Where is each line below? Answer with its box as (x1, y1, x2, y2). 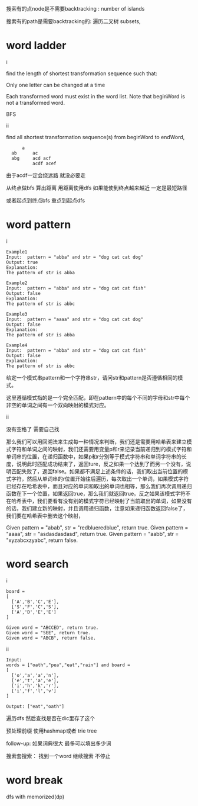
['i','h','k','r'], (11, 683, 60, 689)
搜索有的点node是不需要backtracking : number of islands (6, 5, 145, 12)
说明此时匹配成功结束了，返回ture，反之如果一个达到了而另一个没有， (16, 460, 187, 467)
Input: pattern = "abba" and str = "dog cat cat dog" (6, 254, 144, 260)
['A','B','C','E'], (11, 599, 60, 605)
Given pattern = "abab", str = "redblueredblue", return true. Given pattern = (6, 524, 189, 531)
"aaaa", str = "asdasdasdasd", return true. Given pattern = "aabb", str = (6, 530, 179, 537)
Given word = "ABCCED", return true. (6, 624, 99, 631)
